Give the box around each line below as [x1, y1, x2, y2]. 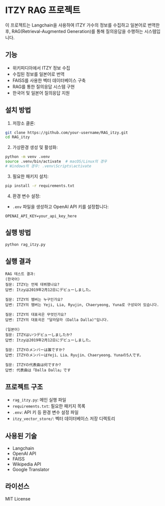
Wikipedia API [12, 461, 41, 467]
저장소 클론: [12, 120, 36, 126]
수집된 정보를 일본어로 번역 [12, 71, 65, 77]
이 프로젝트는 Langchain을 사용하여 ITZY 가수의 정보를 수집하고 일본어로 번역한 [5, 22, 160, 28]
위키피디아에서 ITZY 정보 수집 [12, 64, 71, 70]
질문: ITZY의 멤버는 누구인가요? [5, 297, 63, 302]
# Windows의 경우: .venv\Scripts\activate [5, 163, 92, 169]
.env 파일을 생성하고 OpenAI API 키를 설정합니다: [12, 203, 109, 209]
